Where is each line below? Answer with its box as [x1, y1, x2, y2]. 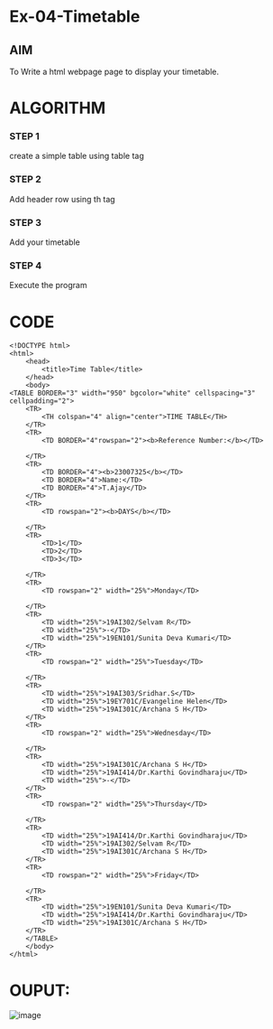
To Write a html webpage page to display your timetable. [9, 66, 219, 77]
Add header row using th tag [9, 193, 115, 204]
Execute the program [9, 280, 87, 291]
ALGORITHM [9, 98, 106, 118]
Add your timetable [9, 237, 81, 248]
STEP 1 [9, 130, 40, 143]
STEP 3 [9, 216, 42, 229]
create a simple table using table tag [9, 151, 144, 162]
